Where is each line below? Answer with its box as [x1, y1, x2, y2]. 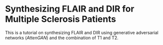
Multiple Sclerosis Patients [5, 14, 116, 25]
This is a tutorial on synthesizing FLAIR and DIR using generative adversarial [5, 30, 159, 35]
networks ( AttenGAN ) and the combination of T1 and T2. [5, 35, 118, 41]
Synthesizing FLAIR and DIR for [5, 3, 135, 15]
